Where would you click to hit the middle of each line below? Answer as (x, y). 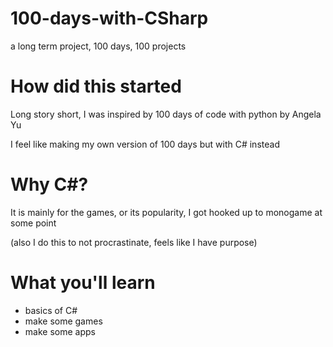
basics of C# (51, 310)
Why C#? (49, 184)
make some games (63, 321)
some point (33, 223)
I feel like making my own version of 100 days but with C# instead (145, 144)
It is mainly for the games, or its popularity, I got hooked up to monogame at (166, 212)
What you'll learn (83, 283)
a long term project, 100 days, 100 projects (98, 46)
